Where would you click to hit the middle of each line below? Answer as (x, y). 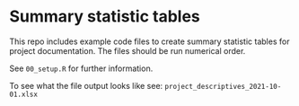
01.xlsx (24, 94)
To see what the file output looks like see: (86, 85)
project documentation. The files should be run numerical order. (128, 50)
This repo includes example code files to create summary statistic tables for (149, 41)
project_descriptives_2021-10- (223, 86)
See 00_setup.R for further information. (81, 68)
